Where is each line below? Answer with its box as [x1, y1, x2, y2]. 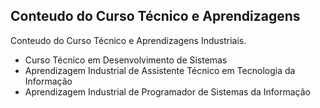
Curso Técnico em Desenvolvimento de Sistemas [24, 54, 228, 66]
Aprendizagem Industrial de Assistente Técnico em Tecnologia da [24, 64, 296, 76]
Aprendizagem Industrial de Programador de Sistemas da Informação [24, 85, 311, 98]
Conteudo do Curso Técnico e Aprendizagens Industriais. [10, 34, 247, 46]
